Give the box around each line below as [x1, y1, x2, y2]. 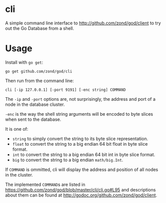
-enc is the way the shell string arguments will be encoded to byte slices [5, 111, 154, 117]
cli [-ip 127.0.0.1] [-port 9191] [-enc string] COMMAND [5, 87, 126, 92]
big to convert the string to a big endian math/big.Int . [12, 157, 124, 163]
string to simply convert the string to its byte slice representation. [12, 136, 149, 142]
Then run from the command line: [5, 77, 74, 83]
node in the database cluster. [5, 101, 65, 107]
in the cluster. [5, 172, 33, 178]
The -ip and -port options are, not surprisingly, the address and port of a [5, 96, 156, 102]
